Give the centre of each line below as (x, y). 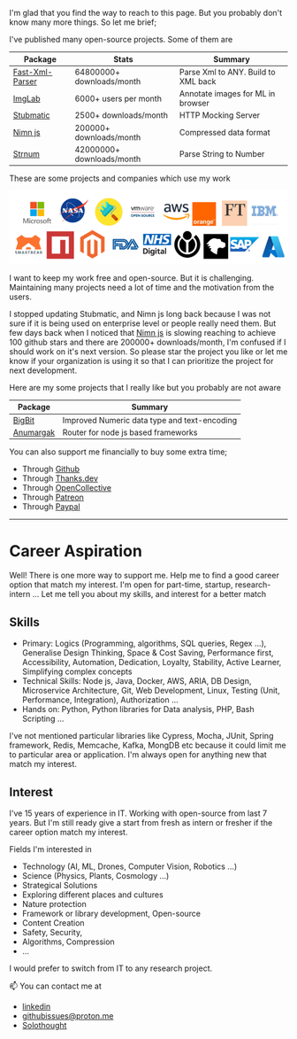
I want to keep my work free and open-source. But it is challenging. (132, 277)
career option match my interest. (69, 832)
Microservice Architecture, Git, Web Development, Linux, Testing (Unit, (151, 691)
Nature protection (54, 904)
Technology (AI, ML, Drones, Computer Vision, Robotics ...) (129, 866)
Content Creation (53, 923)
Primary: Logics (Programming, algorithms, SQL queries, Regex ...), (144, 644)
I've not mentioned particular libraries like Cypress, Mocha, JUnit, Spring (141, 736)
